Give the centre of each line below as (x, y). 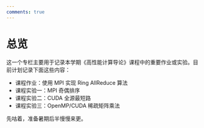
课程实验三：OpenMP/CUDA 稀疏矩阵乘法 (68, 105)
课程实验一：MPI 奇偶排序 (47, 90)
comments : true (26, 12)
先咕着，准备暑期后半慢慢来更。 (46, 118)
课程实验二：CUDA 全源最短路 (53, 98)
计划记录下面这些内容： (41, 69)
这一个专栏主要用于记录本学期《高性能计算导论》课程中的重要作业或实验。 (100, 62)
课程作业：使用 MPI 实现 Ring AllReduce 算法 (71, 82)
